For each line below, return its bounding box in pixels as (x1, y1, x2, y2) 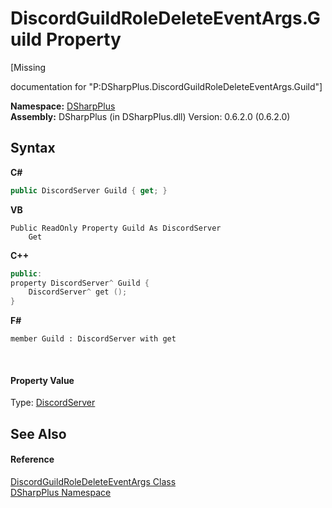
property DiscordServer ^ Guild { (10, 278, 150, 288)
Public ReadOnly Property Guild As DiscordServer (10, 223, 222, 233)
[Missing (10, 61, 47, 73)
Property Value (10, 374, 75, 386)
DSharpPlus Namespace (10, 486, 112, 498)
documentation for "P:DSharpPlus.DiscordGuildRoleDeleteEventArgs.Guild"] (10, 80, 323, 92)
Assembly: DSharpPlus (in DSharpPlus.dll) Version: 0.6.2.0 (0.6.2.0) (10, 110, 291, 122)
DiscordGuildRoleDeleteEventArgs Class (10, 475, 177, 487)
